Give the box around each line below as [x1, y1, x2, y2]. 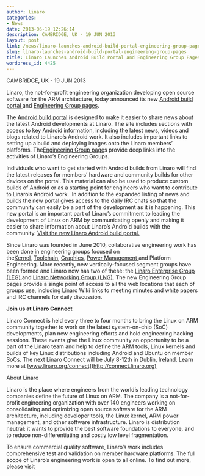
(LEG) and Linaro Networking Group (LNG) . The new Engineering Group [6, 273, 187, 281]
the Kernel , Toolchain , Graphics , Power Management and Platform [6, 254, 171, 262]
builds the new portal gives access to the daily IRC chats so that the [6, 197, 177, 204]
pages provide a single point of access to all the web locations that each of [6, 280, 195, 287]
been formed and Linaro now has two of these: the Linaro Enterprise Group [6, 267, 195, 274]
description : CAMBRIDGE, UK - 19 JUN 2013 [6, 32, 116, 38]
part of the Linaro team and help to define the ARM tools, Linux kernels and [6, 343, 195, 350]
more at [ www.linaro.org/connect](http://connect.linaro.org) [6, 362, 157, 370]
